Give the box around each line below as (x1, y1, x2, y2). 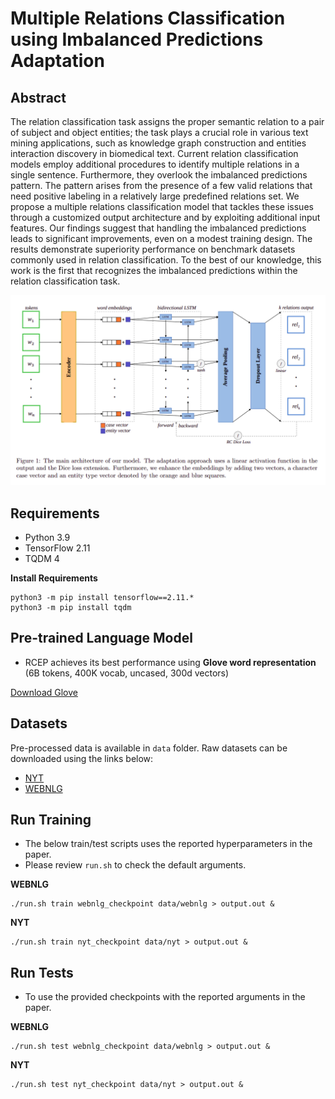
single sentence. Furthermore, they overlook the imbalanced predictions (10, 169, 308, 181)
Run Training (10, 812, 92, 828)
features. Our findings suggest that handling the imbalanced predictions (10, 222, 307, 234)
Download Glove (10, 686, 78, 698)
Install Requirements (10, 572, 98, 584)
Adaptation (10, 50, 105, 72)
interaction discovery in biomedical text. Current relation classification (10, 148, 299, 159)
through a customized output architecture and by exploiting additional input (10, 212, 321, 223)
